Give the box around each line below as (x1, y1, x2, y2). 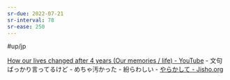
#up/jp (7, 42, 26, 51)
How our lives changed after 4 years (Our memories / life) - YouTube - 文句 (7, 56, 223, 65)
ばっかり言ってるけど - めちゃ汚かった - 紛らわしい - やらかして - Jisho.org (7, 65, 224, 74)
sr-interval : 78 (7, 17, 54, 24)
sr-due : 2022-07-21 (7, 10, 64, 17)
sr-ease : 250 (7, 23, 45, 30)
